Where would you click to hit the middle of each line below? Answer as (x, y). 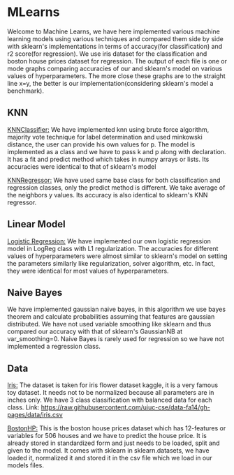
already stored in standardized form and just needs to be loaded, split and (114, 443)
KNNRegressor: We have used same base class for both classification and (114, 180)
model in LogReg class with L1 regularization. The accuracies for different (113, 248)
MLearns (34, 12)
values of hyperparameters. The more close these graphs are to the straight (116, 76)
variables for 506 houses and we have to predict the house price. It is (107, 436)
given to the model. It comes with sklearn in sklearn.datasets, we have (108, 451)
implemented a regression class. (54, 347)
